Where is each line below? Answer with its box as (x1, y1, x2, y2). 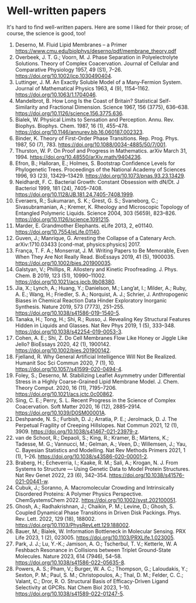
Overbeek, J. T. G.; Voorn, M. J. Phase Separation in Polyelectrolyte (15, 53, 178, 60)
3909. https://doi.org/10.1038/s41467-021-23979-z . (15, 427, 140, 435)
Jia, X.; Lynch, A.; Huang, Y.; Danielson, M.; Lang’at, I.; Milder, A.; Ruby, (15, 284, 187, 291)
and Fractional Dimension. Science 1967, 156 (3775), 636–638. (39, 103, 190, 110)
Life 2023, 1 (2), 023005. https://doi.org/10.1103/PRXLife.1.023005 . (15, 534, 175, 541)
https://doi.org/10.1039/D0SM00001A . (15, 409, 106, 416)
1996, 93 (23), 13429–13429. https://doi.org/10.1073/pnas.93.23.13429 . (15, 172, 186, 179)
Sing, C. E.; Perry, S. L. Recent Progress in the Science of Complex (15, 396, 176, 403)
